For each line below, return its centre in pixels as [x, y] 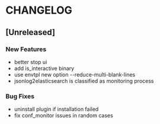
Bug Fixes [20, 96]
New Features [26, 49]
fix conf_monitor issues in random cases [63, 116]
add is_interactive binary [44, 68]
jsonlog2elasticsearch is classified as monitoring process [84, 81]
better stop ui [31, 62]
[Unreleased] [31, 32]
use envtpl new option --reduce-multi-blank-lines [75, 74]
